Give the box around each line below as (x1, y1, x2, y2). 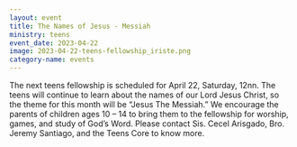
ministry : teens (9, 30, 70, 39)
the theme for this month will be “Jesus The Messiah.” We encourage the (9, 99, 279, 109)
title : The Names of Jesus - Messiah (9, 22, 151, 31)
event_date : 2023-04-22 (9, 38, 99, 48)
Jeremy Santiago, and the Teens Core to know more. (9, 128, 205, 138)
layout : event (9, 13, 63, 23)
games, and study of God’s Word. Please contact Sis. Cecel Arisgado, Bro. (9, 118, 285, 129)
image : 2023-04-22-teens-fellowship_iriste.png (9, 47, 192, 56)
